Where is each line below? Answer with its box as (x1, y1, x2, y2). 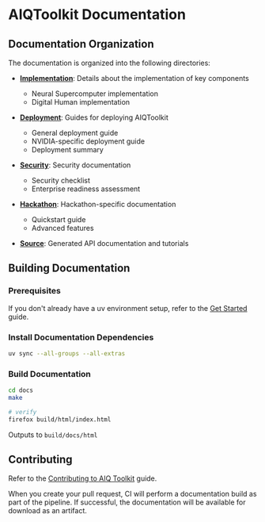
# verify (8, 408, 37, 416)
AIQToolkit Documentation (8, 6, 186, 24)
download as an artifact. (8, 506, 87, 516)
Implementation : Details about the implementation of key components (19, 74, 249, 83)
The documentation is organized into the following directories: (8, 58, 211, 67)
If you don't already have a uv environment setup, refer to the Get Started (8, 303, 248, 313)
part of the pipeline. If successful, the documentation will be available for (8, 497, 246, 507)
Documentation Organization (8, 37, 154, 51)
